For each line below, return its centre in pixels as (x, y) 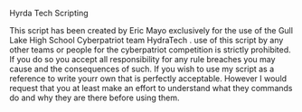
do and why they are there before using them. (94, 98)
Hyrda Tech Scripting (49, 13)
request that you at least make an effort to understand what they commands (151, 88)
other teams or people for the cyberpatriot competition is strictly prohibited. (150, 50)
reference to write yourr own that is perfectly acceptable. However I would (148, 79)
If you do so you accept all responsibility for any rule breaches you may (142, 59)
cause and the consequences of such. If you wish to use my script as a (142, 69)
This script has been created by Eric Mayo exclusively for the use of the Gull (151, 30)
